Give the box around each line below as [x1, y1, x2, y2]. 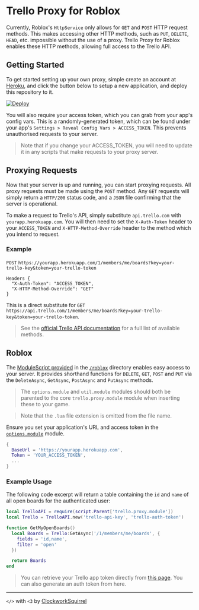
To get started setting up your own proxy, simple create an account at [6, 75, 176, 83]
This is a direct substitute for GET [6, 301, 86, 308]
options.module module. [6, 429, 65, 437]
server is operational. [6, 200, 58, 207]
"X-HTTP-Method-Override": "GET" [11, 286, 94, 292]
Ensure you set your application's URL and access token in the [6, 423, 159, 431]
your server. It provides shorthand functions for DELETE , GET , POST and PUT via [6, 370, 192, 377]
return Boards [11, 558, 46, 564]
